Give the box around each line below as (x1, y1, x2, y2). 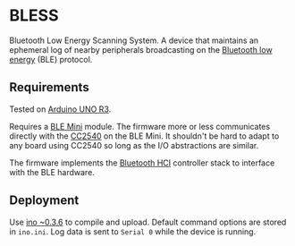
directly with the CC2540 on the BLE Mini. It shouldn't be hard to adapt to (9, 131, 280, 141)
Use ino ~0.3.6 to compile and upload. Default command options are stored (9, 216, 287, 227)
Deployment (9, 193, 80, 208)
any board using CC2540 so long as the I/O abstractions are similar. (9, 140, 259, 150)
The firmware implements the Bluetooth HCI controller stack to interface (9, 157, 275, 168)
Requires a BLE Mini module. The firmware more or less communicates (9, 121, 271, 131)
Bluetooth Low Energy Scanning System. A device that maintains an (9, 35, 259, 46)
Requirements (9, 80, 89, 95)
